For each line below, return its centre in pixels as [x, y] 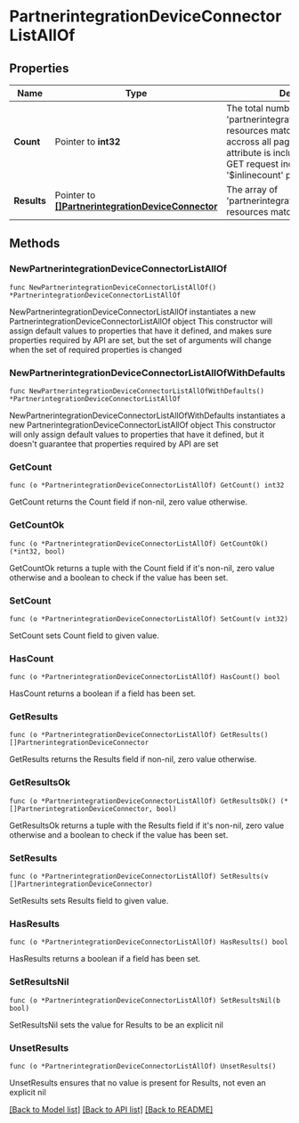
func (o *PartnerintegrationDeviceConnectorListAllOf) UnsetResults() [143, 1066]
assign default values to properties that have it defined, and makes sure [141, 331]
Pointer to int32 [88, 142]
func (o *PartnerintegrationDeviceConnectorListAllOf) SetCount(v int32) [149, 619]
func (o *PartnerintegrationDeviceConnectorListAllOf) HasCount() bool [145, 677]
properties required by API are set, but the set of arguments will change [141, 340]
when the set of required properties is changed [96, 349]
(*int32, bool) [37, 551]
